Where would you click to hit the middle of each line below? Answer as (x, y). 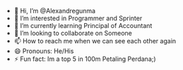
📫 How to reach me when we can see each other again (95, 41)
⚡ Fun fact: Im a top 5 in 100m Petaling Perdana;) (85, 59)
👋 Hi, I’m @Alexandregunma (55, 11)
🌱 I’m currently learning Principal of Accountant (83, 26)
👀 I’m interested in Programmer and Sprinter (78, 18)
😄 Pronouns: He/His (44, 51)
